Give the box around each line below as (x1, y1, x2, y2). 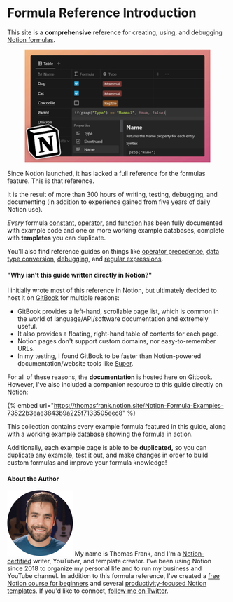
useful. (17, 322, 38, 331)
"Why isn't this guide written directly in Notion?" (7, 271, 153, 279)
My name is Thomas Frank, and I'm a (74, 549, 181, 558)
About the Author (7, 474, 59, 483)
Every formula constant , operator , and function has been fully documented (7, 219, 223, 227)
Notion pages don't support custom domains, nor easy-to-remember (17, 337, 216, 346)
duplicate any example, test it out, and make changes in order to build (7, 451, 209, 460)
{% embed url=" (7, 402, 55, 410)
